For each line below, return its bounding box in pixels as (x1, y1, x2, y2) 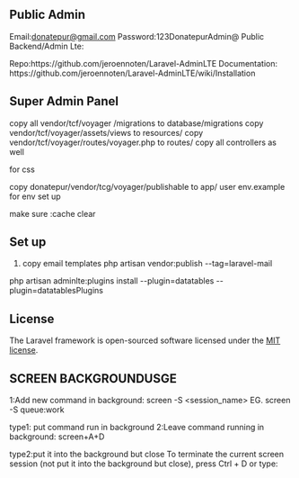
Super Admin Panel (9, 94, 119, 109)
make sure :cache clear (9, 208, 96, 219)
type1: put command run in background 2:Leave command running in (9, 422, 265, 433)
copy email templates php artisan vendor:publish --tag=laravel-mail (22, 258, 273, 269)
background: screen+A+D (9, 431, 105, 442)
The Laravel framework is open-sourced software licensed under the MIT (9, 335, 281, 346)
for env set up (9, 191, 61, 202)
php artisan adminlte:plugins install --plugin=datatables (9, 275, 215, 286)
